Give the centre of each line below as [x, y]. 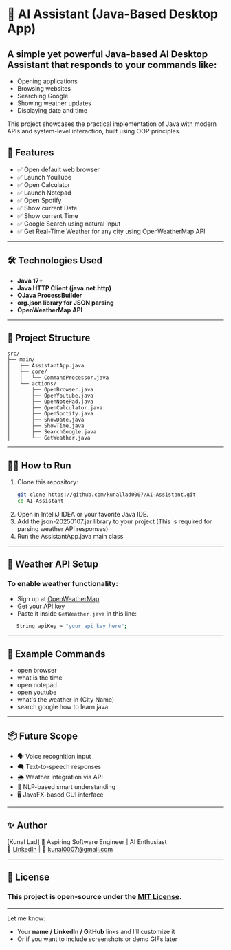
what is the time [40, 678]
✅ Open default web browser [58, 169]
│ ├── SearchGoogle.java [52, 432]
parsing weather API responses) [63, 529]
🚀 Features [31, 153]
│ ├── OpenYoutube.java [51, 396]
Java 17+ [30, 281]
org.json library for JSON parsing [66, 303]
